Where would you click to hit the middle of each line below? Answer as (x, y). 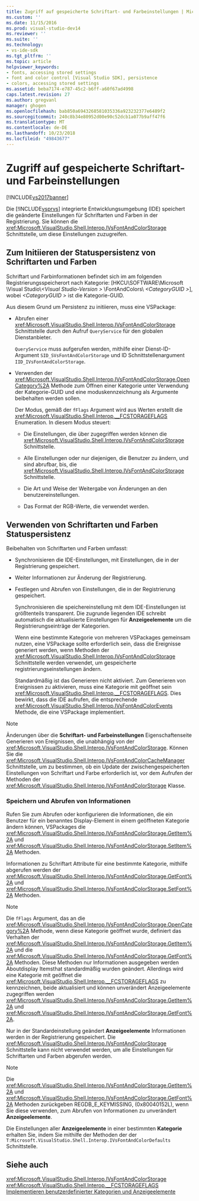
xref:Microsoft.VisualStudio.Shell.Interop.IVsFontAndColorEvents (94, 706)
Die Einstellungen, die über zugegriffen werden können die (95, 434)
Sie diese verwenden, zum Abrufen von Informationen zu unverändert (91, 1110)
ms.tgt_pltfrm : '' (29, 56)
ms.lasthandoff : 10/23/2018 (41, 133)
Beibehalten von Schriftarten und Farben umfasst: (67, 549)
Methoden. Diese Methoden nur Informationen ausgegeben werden (97, 962)
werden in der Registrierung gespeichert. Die (61, 1037)
